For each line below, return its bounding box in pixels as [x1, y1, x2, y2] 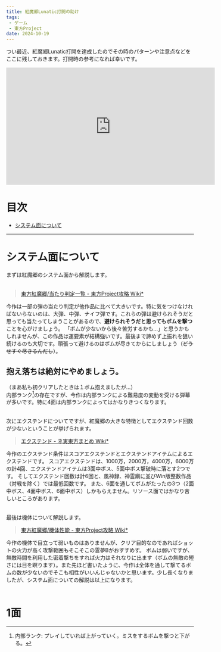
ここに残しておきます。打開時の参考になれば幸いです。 [6, 55, 141, 63]
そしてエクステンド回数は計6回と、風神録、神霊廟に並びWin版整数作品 [17, 473, 192, 480]
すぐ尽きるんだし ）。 [11, 348, 61, 354]
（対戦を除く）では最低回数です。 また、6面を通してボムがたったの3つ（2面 [6, 480, 194, 487]
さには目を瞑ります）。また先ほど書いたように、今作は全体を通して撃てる [6, 561, 186, 569]
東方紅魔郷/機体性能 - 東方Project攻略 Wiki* [20, 526, 128, 534]
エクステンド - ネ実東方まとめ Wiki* [20, 438, 109, 445]
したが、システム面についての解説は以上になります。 [6, 576, 136, 584]
